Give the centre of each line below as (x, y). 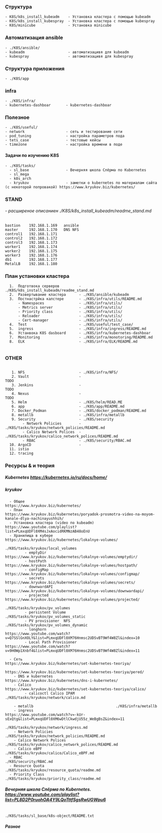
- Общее (17, 501)
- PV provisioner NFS (47, 621)
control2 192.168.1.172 (31, 238)
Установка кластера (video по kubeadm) (54, 523)
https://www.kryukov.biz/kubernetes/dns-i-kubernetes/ (62, 680)
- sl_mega (19, 174)
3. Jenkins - (46, 385)
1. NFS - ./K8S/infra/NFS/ (65, 372)
